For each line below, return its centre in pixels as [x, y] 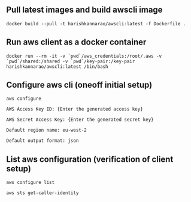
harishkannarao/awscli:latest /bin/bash [57, 66]
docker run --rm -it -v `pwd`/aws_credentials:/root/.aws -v [84, 56]
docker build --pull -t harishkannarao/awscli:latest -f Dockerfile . [96, 23]
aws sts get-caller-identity [43, 193]
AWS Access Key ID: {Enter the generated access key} [75, 109]
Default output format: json [43, 141]
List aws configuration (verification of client [90, 159]
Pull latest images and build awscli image [84, 10]
